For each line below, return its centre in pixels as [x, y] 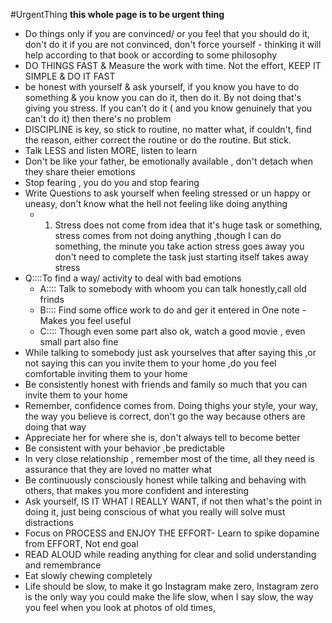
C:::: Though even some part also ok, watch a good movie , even [172, 331]
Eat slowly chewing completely [88, 575]
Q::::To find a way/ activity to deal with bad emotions [133, 278]
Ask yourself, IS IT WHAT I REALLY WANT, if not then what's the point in [173, 501]
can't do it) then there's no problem [98, 118]
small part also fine [79, 342]
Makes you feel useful [85, 320]
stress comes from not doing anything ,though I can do [168, 235]
